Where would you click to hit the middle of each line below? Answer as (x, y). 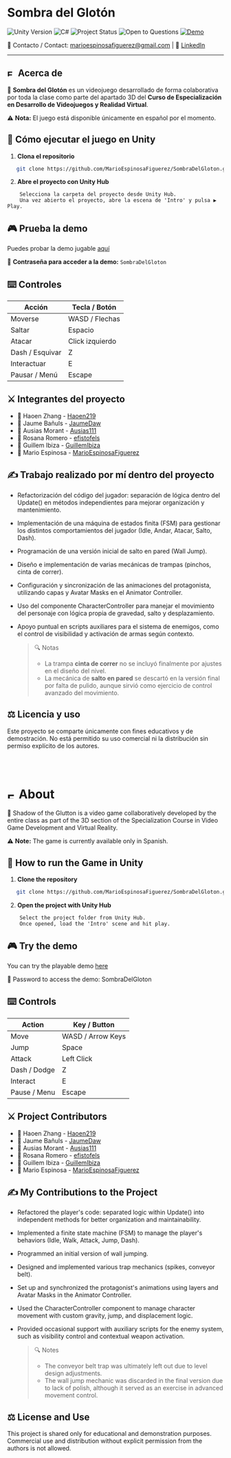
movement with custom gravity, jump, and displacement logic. (105, 1316)
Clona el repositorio (46, 156)
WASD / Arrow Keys (93, 1036)
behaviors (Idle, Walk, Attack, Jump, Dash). (78, 1240)
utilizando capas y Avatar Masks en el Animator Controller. (100, 592)
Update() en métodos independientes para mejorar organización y (111, 502)
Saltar (20, 330)
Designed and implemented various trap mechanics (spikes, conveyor (116, 1267)
